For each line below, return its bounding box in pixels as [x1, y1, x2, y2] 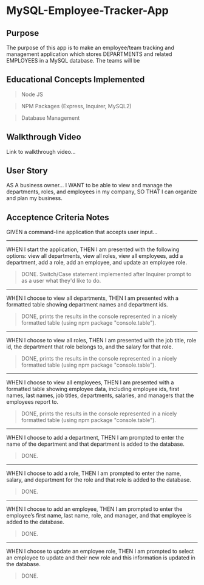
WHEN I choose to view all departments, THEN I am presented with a [6, 294, 179, 302]
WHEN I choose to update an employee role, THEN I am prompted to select [6, 548, 194, 555]
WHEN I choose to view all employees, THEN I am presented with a [6, 379, 174, 386]
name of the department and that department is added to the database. [6, 440, 185, 448]
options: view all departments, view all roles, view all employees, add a [6, 252, 183, 260]
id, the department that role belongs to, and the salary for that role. [6, 343, 174, 350]
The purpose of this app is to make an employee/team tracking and [6, 44, 174, 51]
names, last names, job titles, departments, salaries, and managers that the [6, 392, 194, 399]
